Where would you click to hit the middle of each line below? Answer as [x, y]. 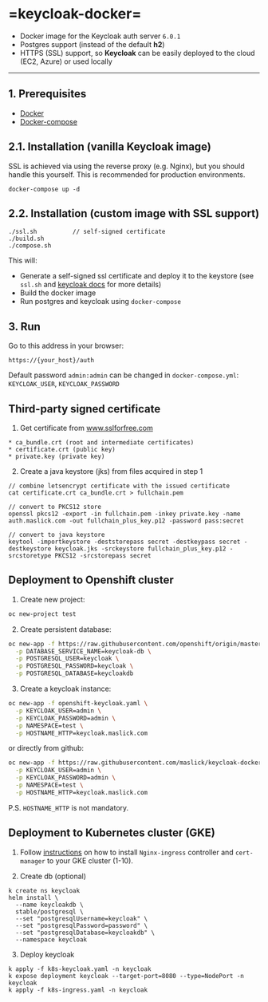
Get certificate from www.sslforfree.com [86, 428]
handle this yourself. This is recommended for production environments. [127, 174]
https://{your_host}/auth [51, 361]
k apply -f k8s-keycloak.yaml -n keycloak [80, 969]
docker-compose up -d [44, 189]
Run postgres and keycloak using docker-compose [100, 302]
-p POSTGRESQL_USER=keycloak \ [67, 659]
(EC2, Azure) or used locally [66, 61]
